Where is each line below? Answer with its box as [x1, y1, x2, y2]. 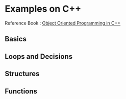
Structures [5, 69, 40, 78]
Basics [5, 35, 27, 43]
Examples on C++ [5, 3, 82, 15]
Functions [5, 87, 38, 95]
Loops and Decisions [5, 52, 72, 61]
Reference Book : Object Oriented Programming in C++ [5, 20, 121, 26]
